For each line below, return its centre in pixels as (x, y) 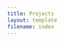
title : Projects (31, 14)
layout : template (32, 20)
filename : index (31, 26)
